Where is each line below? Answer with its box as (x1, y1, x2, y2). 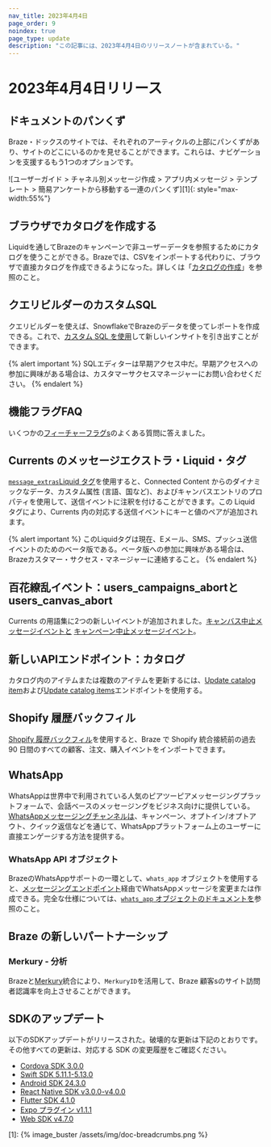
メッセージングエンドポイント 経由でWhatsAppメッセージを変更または (22, 883, 255, 893)
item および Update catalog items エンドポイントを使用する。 (8, 685, 207, 695)
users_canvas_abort (8, 594, 113, 607)
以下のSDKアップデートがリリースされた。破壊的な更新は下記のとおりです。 (8, 1035, 262, 1044)
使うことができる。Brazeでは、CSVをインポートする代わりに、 (29, 252, 240, 261)
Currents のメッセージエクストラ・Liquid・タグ (8, 454, 247, 468)
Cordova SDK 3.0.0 (19, 1061, 85, 1071)
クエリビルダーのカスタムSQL (8, 298, 157, 312)
